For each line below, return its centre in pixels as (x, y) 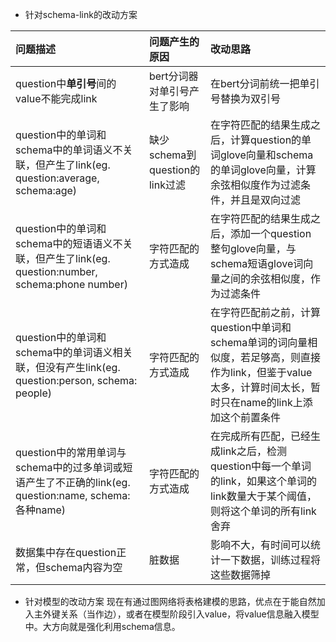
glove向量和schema (266, 155)
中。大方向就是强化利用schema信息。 (102, 626)
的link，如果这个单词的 (263, 481)
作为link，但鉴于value (261, 372)
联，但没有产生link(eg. (68, 367)
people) (33, 393)
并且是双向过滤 (265, 200)
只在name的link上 (261, 402)
